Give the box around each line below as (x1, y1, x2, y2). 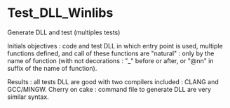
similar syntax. (7, 93, 49, 101)
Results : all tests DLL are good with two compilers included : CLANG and (7, 77, 219, 86)
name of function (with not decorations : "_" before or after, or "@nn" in (7, 56, 214, 65)
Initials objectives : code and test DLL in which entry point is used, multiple (7, 41, 223, 50)
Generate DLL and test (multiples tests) (7, 28, 121, 36)
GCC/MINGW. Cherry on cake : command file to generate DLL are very (7, 85, 212, 93)
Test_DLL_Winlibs (7, 5, 114, 21)
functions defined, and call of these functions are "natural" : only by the (7, 49, 215, 58)
